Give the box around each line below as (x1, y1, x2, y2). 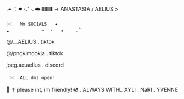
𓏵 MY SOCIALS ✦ (6, 21, 58, 27)
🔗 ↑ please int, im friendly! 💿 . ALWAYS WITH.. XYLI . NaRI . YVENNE (6, 86, 179, 93)
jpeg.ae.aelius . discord (6, 61, 64, 68)
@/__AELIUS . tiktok (6, 38, 55, 45)
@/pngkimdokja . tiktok (6, 50, 63, 56)
